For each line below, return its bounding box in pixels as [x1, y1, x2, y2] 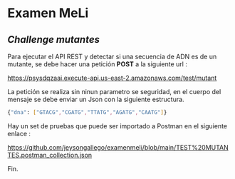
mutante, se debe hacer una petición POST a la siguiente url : [7, 60, 187, 68]
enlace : [7, 129, 31, 138]
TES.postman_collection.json [7, 150, 93, 159]
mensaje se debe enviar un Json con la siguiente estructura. [7, 95, 184, 103]
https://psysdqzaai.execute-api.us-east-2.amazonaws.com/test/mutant [7, 73, 217, 82]
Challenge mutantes [7, 34, 100, 46]
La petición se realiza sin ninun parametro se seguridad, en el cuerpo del [7, 88, 221, 96]
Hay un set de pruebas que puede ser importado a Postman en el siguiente [7, 121, 228, 130]
